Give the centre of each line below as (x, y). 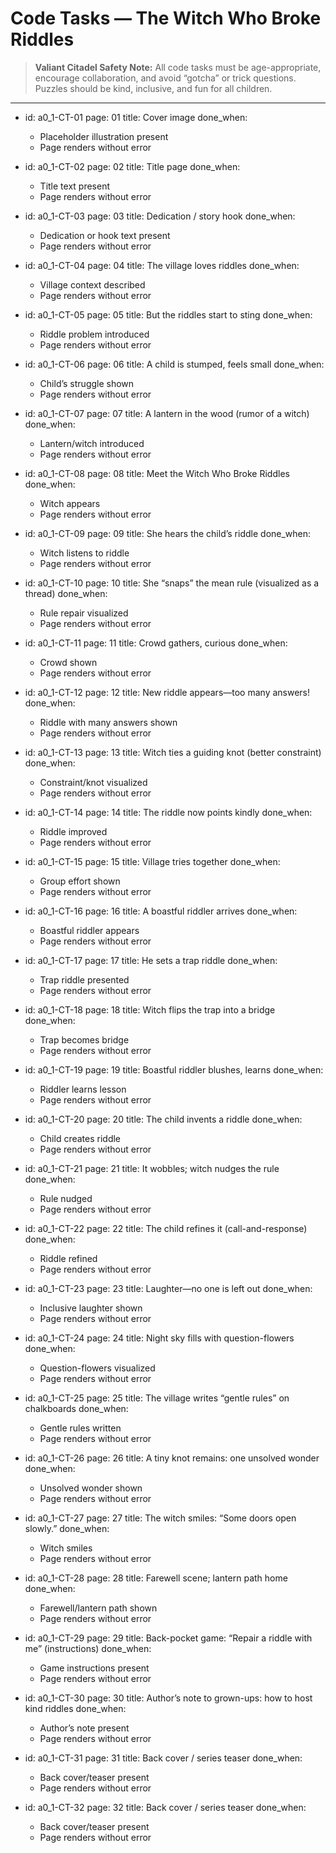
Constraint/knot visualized (93, 782)
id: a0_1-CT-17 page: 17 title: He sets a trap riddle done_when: (151, 960)
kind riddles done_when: (75, 1708)
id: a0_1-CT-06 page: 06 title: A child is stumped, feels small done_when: (174, 364)
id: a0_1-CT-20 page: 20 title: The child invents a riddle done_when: (163, 1119)
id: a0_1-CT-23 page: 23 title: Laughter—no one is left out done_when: (168, 1288)
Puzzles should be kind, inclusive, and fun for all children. (153, 88)
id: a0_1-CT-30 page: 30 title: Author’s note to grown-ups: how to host (168, 1698)
